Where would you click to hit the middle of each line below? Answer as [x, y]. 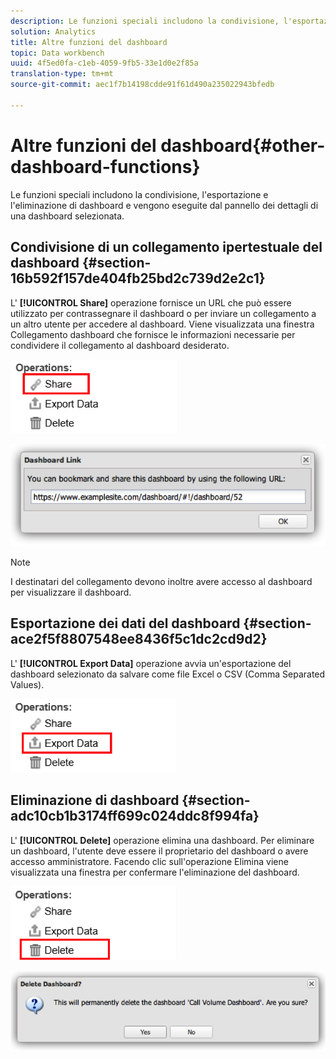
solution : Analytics [53, 31]
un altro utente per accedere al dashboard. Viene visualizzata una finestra [162, 324]
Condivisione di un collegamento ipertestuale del [166, 247]
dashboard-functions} [105, 166]
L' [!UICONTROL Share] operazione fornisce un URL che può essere [151, 302]
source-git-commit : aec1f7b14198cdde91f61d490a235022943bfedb [142, 85]
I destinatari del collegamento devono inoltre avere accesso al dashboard [161, 581]
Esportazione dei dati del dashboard [125, 623]
